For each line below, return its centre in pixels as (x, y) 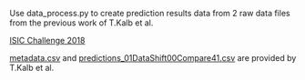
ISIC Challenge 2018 (47, 40)
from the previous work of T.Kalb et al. (81, 23)
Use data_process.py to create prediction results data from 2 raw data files (150, 13)
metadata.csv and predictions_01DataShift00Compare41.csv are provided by (153, 58)
